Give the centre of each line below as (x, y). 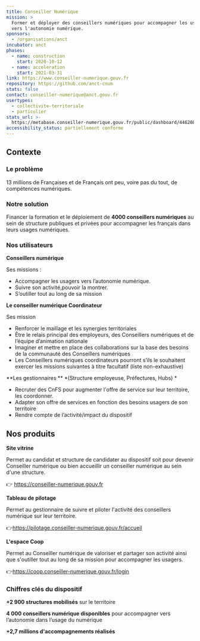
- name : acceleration (38, 67)
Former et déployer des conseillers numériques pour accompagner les (99, 23)
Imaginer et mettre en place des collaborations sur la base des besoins (101, 348)
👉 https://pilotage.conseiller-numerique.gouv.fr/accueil (74, 528)
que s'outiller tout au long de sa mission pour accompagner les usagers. (95, 560)
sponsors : (18, 34)
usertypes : (20, 100)
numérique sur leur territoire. (41, 516)
